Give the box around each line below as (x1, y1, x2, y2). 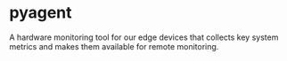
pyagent (9, 3, 73, 23)
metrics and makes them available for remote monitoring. (9, 41, 219, 51)
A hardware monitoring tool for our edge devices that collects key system (9, 32, 279, 42)
